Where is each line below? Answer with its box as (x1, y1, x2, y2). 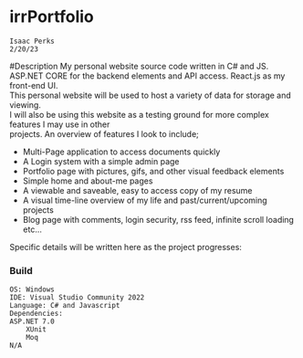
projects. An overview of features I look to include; (9, 128, 199, 139)
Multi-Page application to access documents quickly (22, 146, 221, 157)
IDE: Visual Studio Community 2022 (9, 293, 145, 302)
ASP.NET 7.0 (9, 317, 55, 326)
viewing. (9, 99, 41, 111)
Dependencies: (9, 309, 64, 319)
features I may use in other (9, 119, 110, 130)
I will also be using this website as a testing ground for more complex (9, 109, 269, 120)
